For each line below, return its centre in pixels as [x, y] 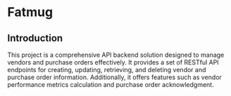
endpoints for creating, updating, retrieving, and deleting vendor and [107, 70]
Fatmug [30, 12]
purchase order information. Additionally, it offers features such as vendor [114, 77]
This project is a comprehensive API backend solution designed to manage [116, 55]
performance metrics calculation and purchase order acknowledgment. [111, 84]
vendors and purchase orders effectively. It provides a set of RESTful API [113, 62]
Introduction [35, 38]
